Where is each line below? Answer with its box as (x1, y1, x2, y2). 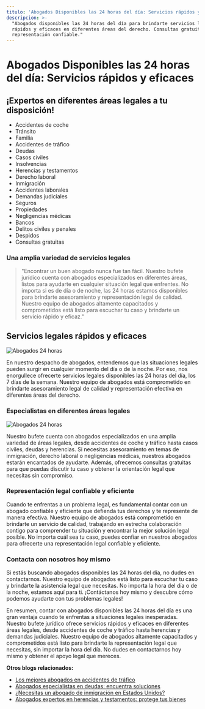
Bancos (15, 219, 35, 227)
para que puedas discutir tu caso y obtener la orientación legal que (6, 465, 175, 472)
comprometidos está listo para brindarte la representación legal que (6, 639, 177, 647)
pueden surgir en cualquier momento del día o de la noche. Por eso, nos (6, 366, 188, 373)
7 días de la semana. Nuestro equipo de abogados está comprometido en (6, 378, 191, 386)
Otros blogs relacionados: (6, 664, 74, 672)
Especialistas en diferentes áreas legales (6, 407, 131, 415)
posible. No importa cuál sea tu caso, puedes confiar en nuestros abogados (6, 533, 197, 541)
